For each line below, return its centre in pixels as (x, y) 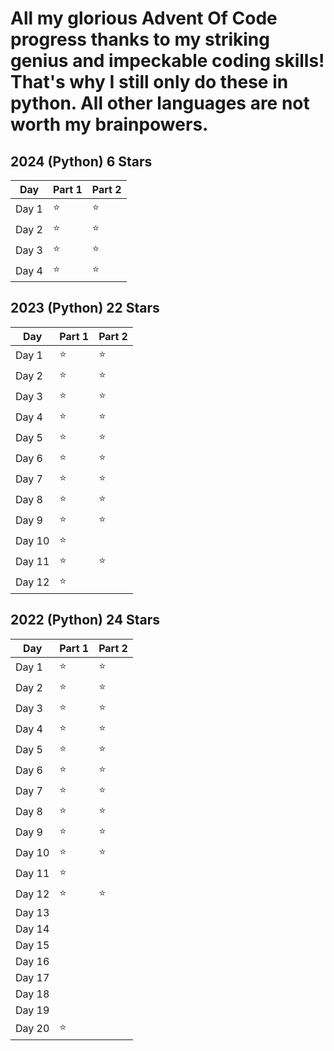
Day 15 (32, 945)
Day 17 (32, 977)
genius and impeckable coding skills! (167, 61)
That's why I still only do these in (149, 82)
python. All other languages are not (160, 103)
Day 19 (32, 1010)
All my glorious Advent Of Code (144, 18)
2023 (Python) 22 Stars (85, 308)
